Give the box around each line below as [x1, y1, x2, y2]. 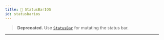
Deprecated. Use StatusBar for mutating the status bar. [17, 25, 129, 30]
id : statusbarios [5, 12, 41, 16]
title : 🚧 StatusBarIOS [5, 7, 51, 12]
